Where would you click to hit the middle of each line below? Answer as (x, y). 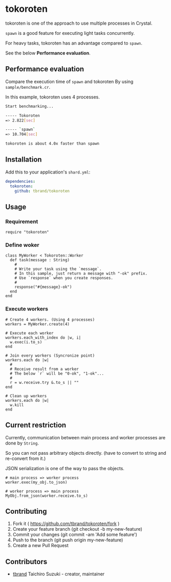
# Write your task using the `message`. (58, 269)
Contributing (26, 511)
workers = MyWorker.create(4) (38, 324)
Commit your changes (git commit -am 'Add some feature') (75, 535)
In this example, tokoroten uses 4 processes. (52, 97)
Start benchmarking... (29, 106)
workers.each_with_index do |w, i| (43, 337)
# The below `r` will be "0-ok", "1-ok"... (57, 373)
